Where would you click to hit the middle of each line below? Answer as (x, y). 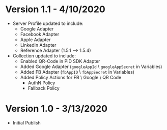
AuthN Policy (41, 83)
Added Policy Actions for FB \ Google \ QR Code (71, 77)
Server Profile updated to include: (48, 23)
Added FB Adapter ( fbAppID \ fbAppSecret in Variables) (77, 72)
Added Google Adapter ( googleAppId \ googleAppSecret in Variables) (91, 67)
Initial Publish (26, 122)
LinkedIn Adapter (38, 45)
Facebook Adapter (40, 34)
